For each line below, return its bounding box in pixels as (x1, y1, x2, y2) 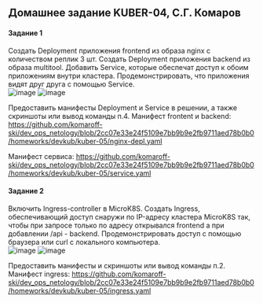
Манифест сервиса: (8, 151, 75, 161)
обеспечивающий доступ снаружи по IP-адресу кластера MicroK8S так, (8, 212, 251, 221)
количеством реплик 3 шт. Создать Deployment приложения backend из (8, 54, 251, 64)
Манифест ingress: (8, 269, 71, 279)
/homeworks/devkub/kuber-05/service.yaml (8, 168, 152, 178)
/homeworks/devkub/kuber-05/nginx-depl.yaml (8, 136, 163, 146)
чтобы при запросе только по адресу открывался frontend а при (8, 220, 225, 230)
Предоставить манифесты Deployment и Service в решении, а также (8, 102, 238, 113)
